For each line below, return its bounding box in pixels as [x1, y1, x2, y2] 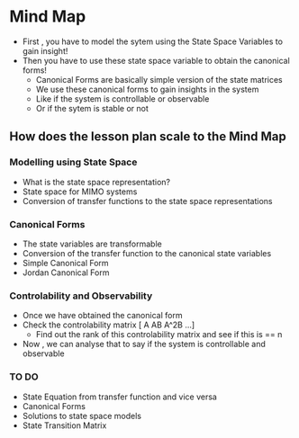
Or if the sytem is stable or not [35, 103, 149, 113]
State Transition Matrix [22, 420, 107, 431]
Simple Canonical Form [22, 257, 110, 268]
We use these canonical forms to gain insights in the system [35, 84, 259, 94]
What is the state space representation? [22, 176, 171, 187]
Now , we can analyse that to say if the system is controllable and [22, 339, 266, 350]
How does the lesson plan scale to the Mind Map [9, 129, 286, 145]
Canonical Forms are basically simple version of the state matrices [35, 74, 284, 85]
